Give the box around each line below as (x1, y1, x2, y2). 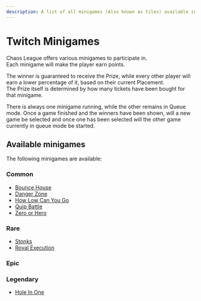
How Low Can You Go (14, 196, 69, 203)
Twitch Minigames (6, 34, 100, 48)
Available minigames (6, 139, 86, 150)
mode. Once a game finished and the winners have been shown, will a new (6, 109, 191, 117)
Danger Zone (14, 190, 48, 197)
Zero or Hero (14, 209, 47, 216)
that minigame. (6, 91, 43, 99)
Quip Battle (14, 203, 43, 210)
